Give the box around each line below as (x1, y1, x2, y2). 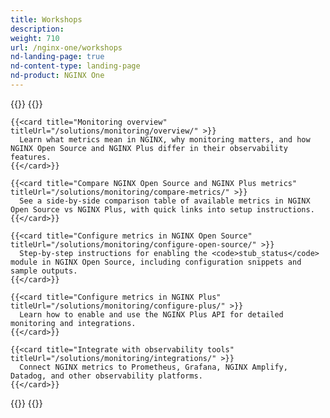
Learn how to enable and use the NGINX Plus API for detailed (19, 309, 284, 320)
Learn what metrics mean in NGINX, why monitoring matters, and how (19, 134, 311, 145)
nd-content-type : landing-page (10, 61, 141, 71)
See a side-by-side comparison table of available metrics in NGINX (19, 196, 311, 206)
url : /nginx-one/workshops (10, 42, 123, 53)
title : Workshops (10, 14, 83, 25)
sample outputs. (10, 266, 78, 276)
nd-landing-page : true (10, 52, 105, 62)
